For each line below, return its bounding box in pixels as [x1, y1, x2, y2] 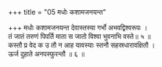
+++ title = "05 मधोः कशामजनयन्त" [8, 8, 106, 16]
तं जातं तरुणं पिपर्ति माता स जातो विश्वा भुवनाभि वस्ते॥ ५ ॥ [8, 32, 151, 41]
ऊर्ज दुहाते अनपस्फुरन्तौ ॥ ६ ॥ [8, 49, 85, 58]
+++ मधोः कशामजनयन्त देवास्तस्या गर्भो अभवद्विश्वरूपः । [8, 23, 148, 32]
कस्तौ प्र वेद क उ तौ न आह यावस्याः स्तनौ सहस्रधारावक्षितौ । [8, 41, 155, 50]
